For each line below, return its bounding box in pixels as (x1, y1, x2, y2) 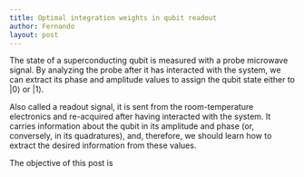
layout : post (9, 30, 59, 39)
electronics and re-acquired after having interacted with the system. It (9, 111, 271, 123)
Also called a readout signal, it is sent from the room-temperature (9, 102, 254, 113)
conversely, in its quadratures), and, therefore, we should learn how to (9, 131, 272, 142)
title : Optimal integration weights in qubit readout (9, 13, 218, 23)
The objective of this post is (9, 158, 113, 169)
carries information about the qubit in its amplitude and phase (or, (9, 121, 255, 132)
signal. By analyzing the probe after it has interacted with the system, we (9, 64, 281, 75)
